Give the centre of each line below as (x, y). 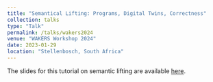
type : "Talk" (26, 26)
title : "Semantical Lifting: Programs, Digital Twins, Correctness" (107, 13)
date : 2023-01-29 (32, 45)
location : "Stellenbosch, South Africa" (66, 52)
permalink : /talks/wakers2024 (50, 32)
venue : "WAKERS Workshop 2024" (52, 39)
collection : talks (33, 20)
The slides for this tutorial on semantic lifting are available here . (97, 71)
